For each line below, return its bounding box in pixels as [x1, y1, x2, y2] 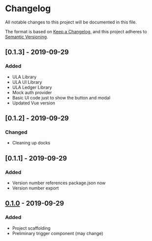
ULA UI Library [12, 79, 43, 85]
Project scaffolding [12, 225, 51, 231]
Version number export [12, 185, 59, 191]
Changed [5, 128, 28, 135]
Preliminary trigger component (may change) [12, 230, 103, 236]
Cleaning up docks [12, 140, 51, 146]
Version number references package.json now [12, 180, 106, 186]
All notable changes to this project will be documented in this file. [5, 19, 137, 25]
